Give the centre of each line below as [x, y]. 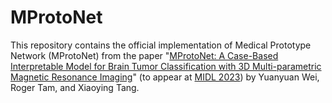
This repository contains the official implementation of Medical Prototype [161, 45]
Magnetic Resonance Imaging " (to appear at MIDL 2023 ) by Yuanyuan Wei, [165, 77]
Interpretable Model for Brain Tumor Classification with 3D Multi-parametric [166, 66]
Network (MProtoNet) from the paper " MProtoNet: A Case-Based [144, 55]
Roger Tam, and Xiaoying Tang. [75, 87]
